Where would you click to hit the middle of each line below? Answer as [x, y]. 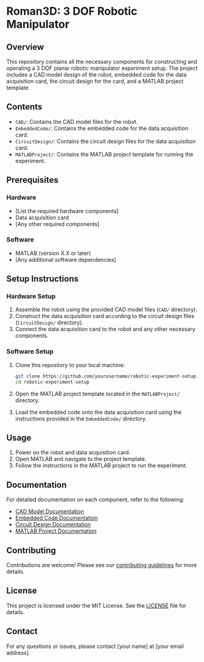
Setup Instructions [42, 279]
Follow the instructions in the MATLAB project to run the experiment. [101, 466]
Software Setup [30, 352]
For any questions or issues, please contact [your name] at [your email [95, 646]
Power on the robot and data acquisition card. [73, 452]
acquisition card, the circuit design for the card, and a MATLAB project [95, 81]
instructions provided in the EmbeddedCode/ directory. [81, 419]
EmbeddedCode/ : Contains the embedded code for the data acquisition [101, 128]
